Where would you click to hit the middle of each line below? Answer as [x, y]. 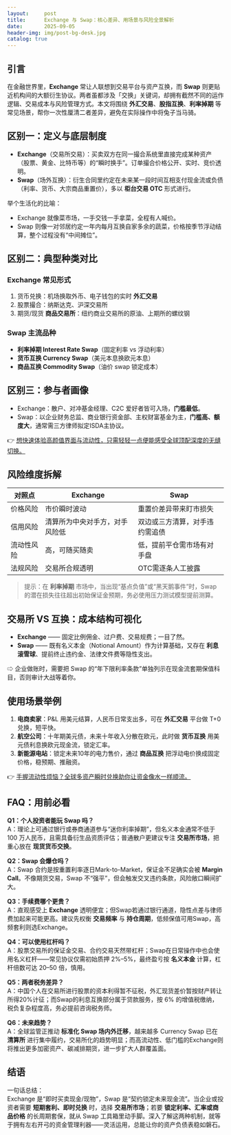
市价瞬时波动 [66, 509]
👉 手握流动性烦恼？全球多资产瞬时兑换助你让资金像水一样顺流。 [99, 776]
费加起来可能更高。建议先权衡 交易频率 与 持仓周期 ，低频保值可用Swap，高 [114, 918]
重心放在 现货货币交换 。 [41, 846]
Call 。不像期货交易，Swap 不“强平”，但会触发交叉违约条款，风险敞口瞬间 [112, 878]
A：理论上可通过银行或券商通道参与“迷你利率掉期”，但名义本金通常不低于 [111, 829]
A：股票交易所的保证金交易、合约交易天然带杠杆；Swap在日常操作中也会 [111, 950]
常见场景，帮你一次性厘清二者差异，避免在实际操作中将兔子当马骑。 [103, 112]
